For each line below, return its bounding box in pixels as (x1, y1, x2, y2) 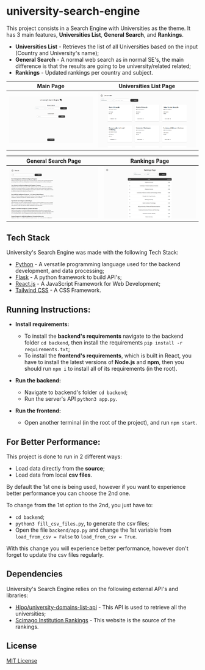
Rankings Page (130, 157, 170, 165)
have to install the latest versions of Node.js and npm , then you (24, 359, 184, 366)
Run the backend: (15, 377, 61, 384)
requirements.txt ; (24, 346, 70, 353)
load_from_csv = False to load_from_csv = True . (15, 533, 137, 540)
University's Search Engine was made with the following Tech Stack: (6, 249, 179, 256)
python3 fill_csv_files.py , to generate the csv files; (15, 520, 149, 527)
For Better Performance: (6, 436, 101, 447)
